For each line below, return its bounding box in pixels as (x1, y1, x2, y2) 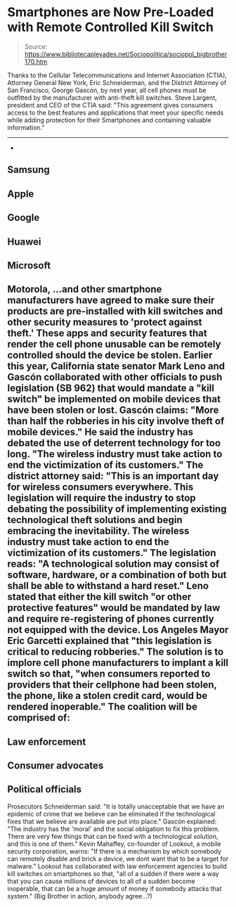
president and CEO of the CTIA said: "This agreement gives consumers (7, 101, 214, 109)
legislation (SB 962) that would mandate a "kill (7, 382, 214, 394)
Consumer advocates (7, 760, 104, 772)
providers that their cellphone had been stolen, (7, 679, 217, 691)
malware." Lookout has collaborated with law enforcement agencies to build (7, 862, 227, 870)
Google (7, 212, 40, 224)
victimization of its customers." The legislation (7, 547, 216, 559)
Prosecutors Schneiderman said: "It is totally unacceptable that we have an (7, 802, 225, 811)
